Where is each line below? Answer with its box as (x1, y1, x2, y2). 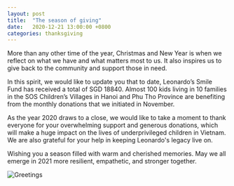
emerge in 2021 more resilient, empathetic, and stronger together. (7, 157, 198, 166)
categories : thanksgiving (7, 29, 83, 37)
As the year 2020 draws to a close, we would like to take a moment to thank (7, 114, 226, 122)
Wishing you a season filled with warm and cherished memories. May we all (7, 150, 226, 158)
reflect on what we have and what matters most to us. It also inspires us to (7, 57, 222, 65)
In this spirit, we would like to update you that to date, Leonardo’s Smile (7, 78, 212, 86)
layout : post (7, 10, 46, 18)
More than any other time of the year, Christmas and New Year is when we (7, 49, 222, 58)
